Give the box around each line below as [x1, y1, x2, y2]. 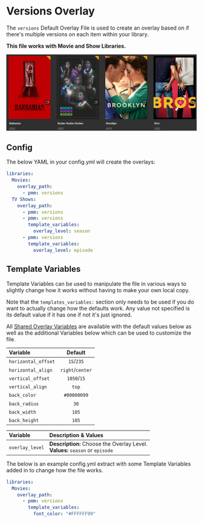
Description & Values [49, 432, 104, 439]
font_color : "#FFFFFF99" [33, 511, 96, 517]
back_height [8, 418, 39, 424]
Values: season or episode [49, 447, 114, 454]
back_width [8, 409, 36, 415]
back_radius [8, 400, 39, 407]
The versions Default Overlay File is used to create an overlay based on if [6, 24, 189, 31]
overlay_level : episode [33, 247, 94, 253]
